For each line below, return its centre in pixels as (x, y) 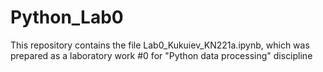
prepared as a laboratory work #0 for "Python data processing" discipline (161, 55)
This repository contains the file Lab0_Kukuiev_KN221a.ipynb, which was (160, 45)
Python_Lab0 (67, 17)
